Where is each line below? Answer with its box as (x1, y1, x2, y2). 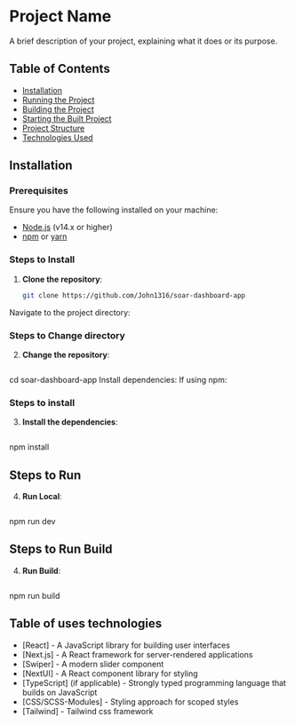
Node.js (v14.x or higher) (21, 222, 113, 233)
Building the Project (21, 104, 95, 115)
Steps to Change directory (9, 329, 126, 341)
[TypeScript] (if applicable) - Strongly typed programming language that (21, 677, 287, 688)
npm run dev (9, 516, 56, 527)
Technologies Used (21, 131, 93, 143)
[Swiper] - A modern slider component (21, 658, 164, 669)
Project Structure (21, 123, 85, 133)
